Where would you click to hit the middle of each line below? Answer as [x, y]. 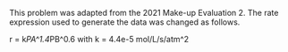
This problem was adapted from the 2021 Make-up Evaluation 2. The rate [144, 13]
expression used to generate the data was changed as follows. [125, 22]
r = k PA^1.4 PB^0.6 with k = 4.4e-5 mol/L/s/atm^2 [99, 39]
